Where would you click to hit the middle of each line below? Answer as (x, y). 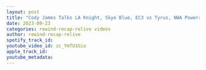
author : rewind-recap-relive (44, 35)
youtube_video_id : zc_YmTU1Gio (46, 46)
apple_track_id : (27, 52)
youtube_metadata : (30, 57)
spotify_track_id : (30, 40)
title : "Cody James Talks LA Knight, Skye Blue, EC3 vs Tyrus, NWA (94, 18)
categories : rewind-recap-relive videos (59, 29)
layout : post (23, 12)
